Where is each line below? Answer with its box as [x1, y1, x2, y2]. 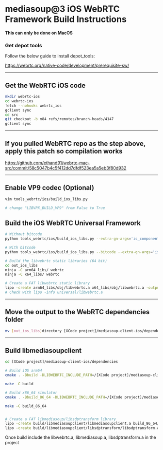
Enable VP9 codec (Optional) [5, 184, 95, 192]
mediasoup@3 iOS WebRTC [5, 3, 120, 15]
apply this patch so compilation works [5, 147, 123, 155]
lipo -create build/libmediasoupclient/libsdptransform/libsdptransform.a [5, 426, 160, 431]
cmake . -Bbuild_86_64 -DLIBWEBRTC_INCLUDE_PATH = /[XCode [5, 394, 123, 400]
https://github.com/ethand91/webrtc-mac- [5, 160, 90, 166]
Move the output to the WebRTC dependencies [5, 308, 150, 316]
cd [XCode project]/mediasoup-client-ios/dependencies [5, 359, 118, 364]
